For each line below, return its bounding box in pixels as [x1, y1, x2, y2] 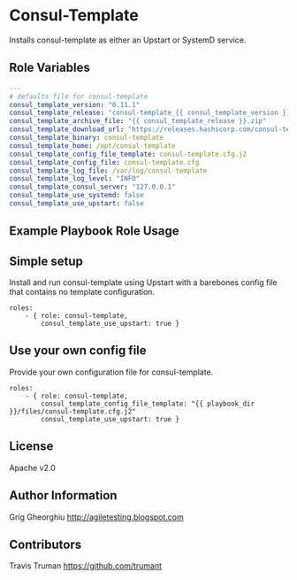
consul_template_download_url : [9, 125, 125, 134]
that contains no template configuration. [9, 287, 156, 298]
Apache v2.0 [9, 462, 56, 473]
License [9, 439, 54, 454]
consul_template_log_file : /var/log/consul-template [9, 166, 208, 175]
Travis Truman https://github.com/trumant [9, 561, 162, 571]
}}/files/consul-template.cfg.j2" [9, 406, 137, 416]
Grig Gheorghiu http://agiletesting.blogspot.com [9, 511, 184, 522]
